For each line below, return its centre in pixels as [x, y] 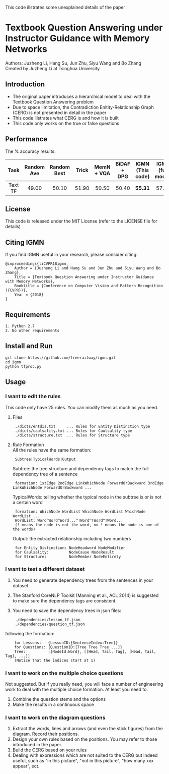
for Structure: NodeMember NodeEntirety [68, 557]
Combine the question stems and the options [59, 699]
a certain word [27, 502]
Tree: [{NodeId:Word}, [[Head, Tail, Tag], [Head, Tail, [85, 651]
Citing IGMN [25, 242]
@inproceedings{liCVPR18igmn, [37, 264]
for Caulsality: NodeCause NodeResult [64, 552]
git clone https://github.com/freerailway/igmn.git [60, 358]
